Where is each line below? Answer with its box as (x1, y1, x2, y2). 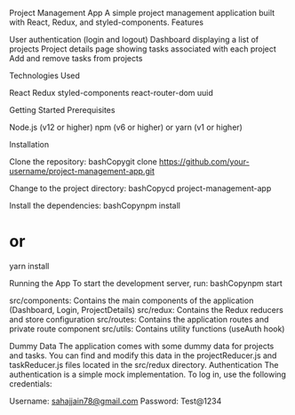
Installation (9, 140, 50, 149)
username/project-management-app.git (9, 166, 155, 176)
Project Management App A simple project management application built (9, 8, 275, 18)
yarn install (9, 260, 50, 271)
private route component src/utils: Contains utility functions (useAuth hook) (9, 323, 285, 334)
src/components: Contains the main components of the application (9, 295, 254, 306)
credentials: (9, 378, 52, 389)
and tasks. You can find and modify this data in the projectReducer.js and (9, 350, 277, 361)
